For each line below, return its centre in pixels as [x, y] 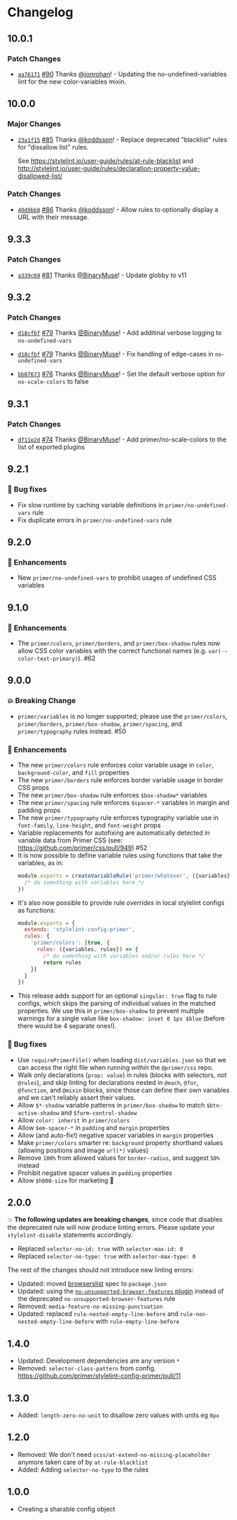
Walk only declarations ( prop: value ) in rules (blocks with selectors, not [122, 1075]
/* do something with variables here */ [85, 882]
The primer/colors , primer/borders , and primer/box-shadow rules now [119, 643]
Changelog [40, 12]
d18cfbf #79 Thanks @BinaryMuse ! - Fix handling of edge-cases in [115, 354]
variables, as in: [40, 862]
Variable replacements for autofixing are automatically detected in [114, 833]
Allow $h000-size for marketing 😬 [66, 1180]
